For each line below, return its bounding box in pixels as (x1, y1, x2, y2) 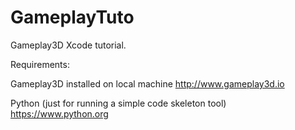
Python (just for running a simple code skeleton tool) (10, 97, 227, 109)
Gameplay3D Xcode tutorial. (10, 39, 127, 51)
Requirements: (10, 58, 70, 70)
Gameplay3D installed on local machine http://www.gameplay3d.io (10, 77, 285, 90)
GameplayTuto (10, 6, 135, 29)
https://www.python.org (10, 107, 109, 120)
